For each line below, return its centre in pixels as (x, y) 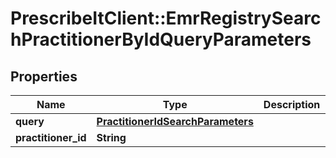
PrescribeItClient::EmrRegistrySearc (166, 18)
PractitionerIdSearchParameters (175, 121)
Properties (44, 76)
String (111, 137)
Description (292, 104)
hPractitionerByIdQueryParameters (161, 39)
